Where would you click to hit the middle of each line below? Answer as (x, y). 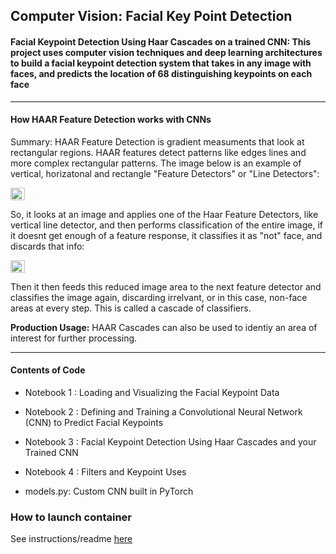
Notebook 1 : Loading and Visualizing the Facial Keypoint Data (152, 392)
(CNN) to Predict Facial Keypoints (94, 422)
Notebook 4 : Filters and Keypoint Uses (105, 472)
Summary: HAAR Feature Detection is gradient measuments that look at (157, 141)
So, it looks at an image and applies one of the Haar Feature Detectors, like (164, 214)
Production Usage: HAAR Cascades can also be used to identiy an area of (164, 327)
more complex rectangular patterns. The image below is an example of (156, 163)
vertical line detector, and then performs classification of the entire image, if (166, 225)
